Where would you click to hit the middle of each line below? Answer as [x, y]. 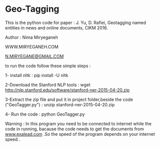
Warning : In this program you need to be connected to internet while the [78, 123]
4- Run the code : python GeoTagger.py [45, 114]
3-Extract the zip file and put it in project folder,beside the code [69, 99]
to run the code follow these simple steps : [48, 66]
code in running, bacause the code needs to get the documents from [75, 129]
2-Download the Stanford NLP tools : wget [48, 85]
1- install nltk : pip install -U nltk [37, 75]
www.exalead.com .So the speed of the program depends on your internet [80, 134]
